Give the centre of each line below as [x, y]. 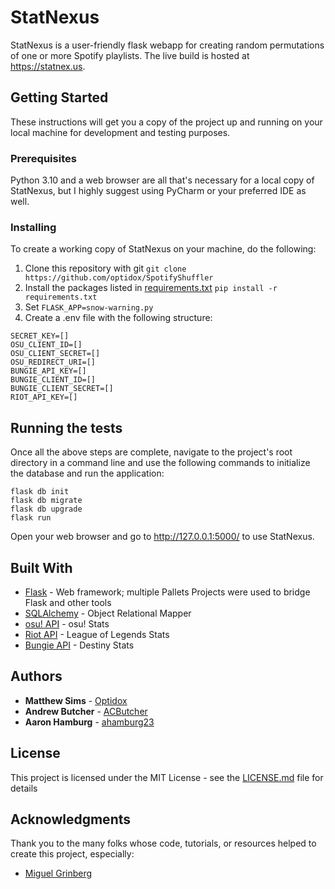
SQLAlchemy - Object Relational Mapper [108, 613]
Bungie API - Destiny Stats [79, 645]
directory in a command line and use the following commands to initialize [160, 463]
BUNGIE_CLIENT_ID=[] [53, 380]
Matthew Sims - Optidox [76, 700]
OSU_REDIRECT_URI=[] [53, 362]
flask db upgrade [46, 509]
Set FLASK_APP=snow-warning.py [89, 307]
